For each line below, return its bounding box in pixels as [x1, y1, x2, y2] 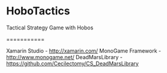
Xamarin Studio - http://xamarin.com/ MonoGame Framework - [6, 47, 162, 54]
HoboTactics [6, 4, 71, 18]
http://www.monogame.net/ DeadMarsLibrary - [6, 53, 123, 60]
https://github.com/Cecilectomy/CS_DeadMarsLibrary [6, 60, 139, 67]
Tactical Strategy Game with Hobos [6, 24, 94, 31]
